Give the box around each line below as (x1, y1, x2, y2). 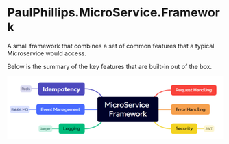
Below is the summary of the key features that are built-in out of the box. (7, 62, 213, 70)
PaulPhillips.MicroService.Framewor (7, 5, 221, 20)
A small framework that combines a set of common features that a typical (7, 42, 215, 50)
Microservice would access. (7, 49, 87, 57)
